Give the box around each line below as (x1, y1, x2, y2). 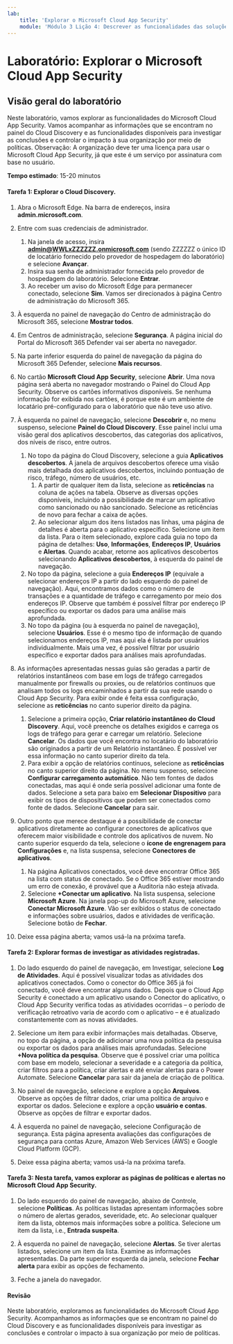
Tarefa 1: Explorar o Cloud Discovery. (7, 187, 116, 195)
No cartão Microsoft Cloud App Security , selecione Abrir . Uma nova (17, 373, 216, 381)
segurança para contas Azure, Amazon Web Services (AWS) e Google (17, 1137, 218, 1145)
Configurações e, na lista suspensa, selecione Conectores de (17, 846, 196, 855)
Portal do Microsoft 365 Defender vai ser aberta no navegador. (17, 338, 198, 346)
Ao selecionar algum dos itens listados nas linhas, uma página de (37, 517, 225, 526)
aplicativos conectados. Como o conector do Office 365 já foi (17, 978, 193, 987)
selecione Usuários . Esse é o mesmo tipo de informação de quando (27, 629, 222, 637)
